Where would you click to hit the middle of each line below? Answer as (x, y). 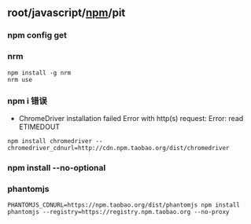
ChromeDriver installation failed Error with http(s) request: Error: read (131, 118)
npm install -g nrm (39, 73)
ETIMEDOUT (39, 127)
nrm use (20, 79)
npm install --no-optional (57, 167)
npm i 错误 (28, 101)
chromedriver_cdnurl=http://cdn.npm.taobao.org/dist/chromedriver (118, 148)
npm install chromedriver (50, 141)
